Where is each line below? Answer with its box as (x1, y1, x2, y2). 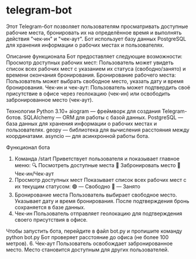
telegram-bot (6, 4, 72, 17)
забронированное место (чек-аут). (6, 96, 94, 103)
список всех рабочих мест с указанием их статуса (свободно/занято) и (6, 65, 186, 72)
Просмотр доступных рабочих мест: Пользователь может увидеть (6, 59, 174, 66)
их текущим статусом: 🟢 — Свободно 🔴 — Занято (14, 182, 140, 190)
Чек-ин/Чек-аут (14, 170, 54, 177)
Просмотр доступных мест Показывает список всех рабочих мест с (14, 176, 187, 183)
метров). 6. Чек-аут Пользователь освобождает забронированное (6, 240, 173, 247)
